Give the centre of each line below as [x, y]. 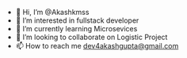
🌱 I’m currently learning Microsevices [76, 29]
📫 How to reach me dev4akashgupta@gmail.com [97, 46]
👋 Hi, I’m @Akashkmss [52, 12]
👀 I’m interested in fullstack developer [77, 20]
